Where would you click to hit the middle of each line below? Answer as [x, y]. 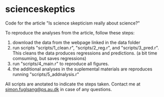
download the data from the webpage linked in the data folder [76, 42]
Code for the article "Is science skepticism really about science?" [73, 23]
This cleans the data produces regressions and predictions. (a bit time [85, 53]
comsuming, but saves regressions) [49, 58]
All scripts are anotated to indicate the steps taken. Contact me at [73, 84]
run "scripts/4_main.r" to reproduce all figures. [61, 63]
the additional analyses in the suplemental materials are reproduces [82, 69]
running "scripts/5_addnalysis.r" [46, 74]
